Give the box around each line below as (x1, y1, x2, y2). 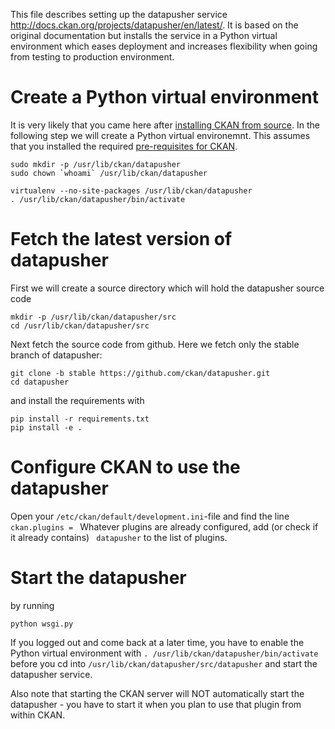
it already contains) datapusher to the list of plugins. (10, 531, 228, 543)
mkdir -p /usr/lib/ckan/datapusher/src (10, 312, 177, 322)
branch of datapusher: (10, 349, 103, 361)
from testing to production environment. (10, 51, 175, 63)
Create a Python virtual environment (10, 86, 320, 109)
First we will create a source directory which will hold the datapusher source (10, 282, 325, 294)
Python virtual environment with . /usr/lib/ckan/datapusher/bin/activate (10, 647, 319, 659)
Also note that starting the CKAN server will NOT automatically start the (10, 687, 305, 699)
